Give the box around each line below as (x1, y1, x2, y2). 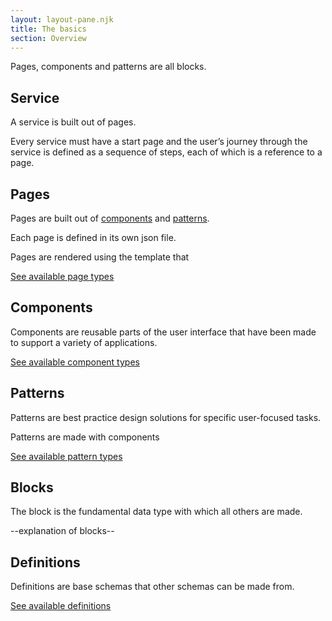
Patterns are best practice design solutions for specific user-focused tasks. (10, 411, 322, 423)
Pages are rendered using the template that (10, 251, 190, 263)
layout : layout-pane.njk (10, 14, 114, 25)
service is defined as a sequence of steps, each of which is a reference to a (10, 146, 323, 158)
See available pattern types (10, 450, 123, 462)
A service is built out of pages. (10, 116, 137, 128)
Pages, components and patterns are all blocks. (10, 61, 207, 73)
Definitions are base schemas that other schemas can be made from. (10, 581, 295, 593)
